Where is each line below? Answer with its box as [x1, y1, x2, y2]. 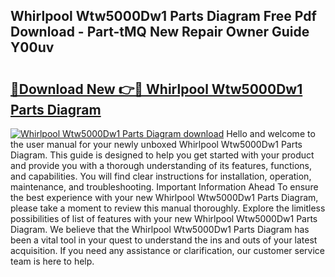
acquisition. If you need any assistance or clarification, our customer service [10, 245, 326, 256]
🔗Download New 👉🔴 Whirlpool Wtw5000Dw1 [10, 80, 303, 98]
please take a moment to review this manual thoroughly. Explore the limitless [10, 202, 326, 214]
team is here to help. [10, 255, 95, 267]
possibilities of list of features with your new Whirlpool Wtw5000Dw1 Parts [10, 213, 318, 224]
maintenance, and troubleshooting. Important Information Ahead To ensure [10, 181, 319, 193]
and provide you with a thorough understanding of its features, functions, [10, 160, 313, 171]
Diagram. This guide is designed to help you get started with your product [10, 149, 315, 161]
